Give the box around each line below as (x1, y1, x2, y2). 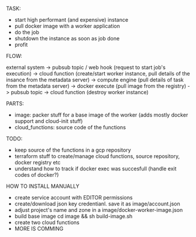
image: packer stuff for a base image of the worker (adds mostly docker (14, 111, 188, 118)
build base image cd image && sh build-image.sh (14, 213, 133, 219)
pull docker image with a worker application (14, 23, 120, 29)
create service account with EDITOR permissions (14, 194, 133, 201)
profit (14, 41, 28, 48)
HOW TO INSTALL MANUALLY (6, 183, 80, 190)
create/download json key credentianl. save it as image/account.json (14, 200, 180, 207)
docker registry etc (14, 159, 61, 166)
